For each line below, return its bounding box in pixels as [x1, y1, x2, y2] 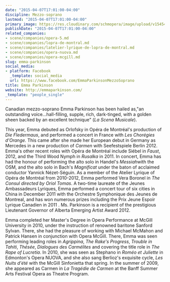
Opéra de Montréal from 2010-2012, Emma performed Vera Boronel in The [5, 175, 160, 181]
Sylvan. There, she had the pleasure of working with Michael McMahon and [5, 228, 163, 234]
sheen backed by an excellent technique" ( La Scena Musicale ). [5, 117, 138, 123]
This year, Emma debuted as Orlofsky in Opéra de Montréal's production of [5, 127, 162, 133]
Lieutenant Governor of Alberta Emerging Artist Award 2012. [5, 207, 131, 213]
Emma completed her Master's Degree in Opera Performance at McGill [5, 217, 153, 223]
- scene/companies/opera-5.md [5, 36, 69, 41]
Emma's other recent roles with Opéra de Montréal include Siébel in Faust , [5, 148, 160, 154]
